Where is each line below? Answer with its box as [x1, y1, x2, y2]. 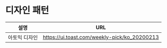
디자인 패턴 [5, 5, 49, 16]
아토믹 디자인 [8, 34, 38, 41]
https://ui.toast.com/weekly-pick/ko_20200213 [43, 33, 159, 40]
